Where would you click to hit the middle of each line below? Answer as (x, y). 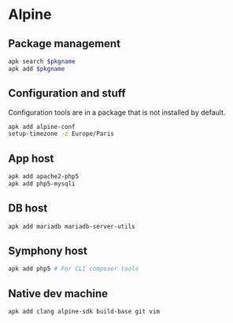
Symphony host (48, 250)
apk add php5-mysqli (42, 184)
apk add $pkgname (37, 68)
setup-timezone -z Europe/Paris (61, 134)
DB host (28, 209)
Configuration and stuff (67, 93)
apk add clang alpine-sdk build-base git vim (84, 312)
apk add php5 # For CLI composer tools (74, 269)
